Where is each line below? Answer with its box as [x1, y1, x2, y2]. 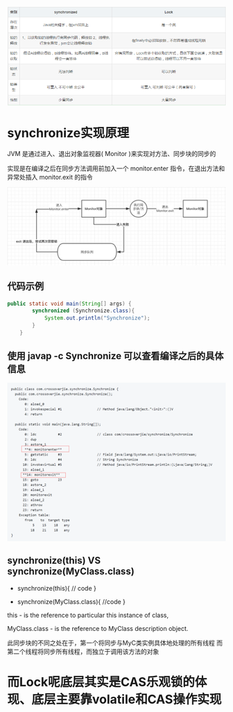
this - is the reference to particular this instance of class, [7, 611, 169, 619]
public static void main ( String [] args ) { [7, 300, 132, 307]
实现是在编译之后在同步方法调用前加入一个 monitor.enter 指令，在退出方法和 [7, 164, 225, 173]
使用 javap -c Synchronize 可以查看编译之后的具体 [7, 350, 224, 362]
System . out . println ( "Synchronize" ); [44, 315, 150, 322]
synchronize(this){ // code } [17, 584, 97, 592]
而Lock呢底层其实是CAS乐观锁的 [7, 674, 196, 690]
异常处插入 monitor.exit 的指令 [7, 173, 93, 182]
